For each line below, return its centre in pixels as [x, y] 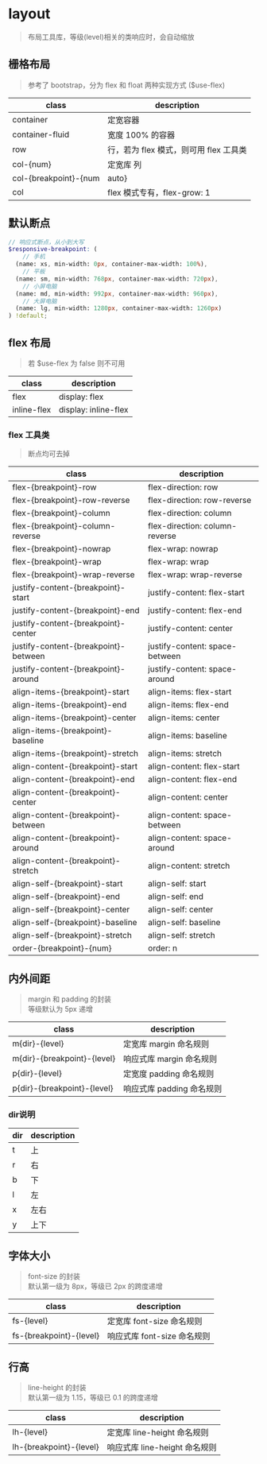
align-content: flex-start [194, 766]
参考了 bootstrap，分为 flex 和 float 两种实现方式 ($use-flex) [126, 85]
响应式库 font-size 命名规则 [159, 1336]
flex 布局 [30, 343]
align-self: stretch [182, 935]
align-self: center [181, 909]
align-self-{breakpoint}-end [66, 897]
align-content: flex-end [193, 780]
